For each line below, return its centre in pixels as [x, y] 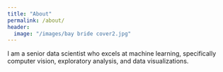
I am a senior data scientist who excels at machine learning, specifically [112, 54]
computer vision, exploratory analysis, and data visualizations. [98, 61]
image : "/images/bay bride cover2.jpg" [73, 34]
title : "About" [30, 14]
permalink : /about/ [36, 20]
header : [19, 27]
